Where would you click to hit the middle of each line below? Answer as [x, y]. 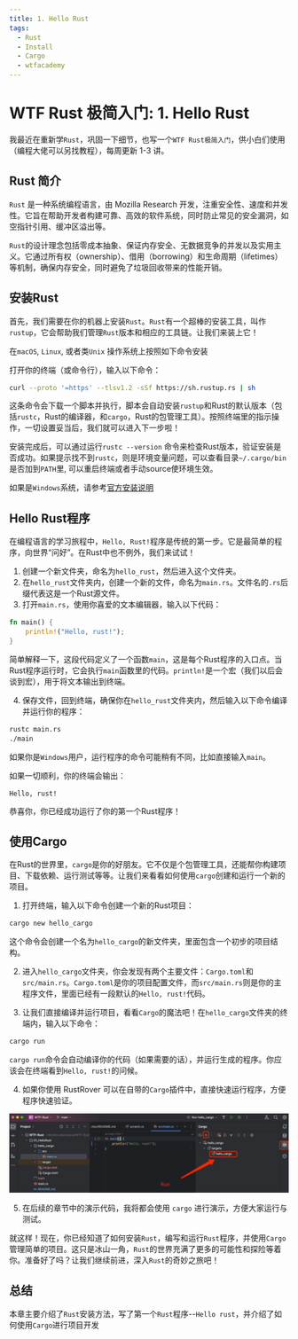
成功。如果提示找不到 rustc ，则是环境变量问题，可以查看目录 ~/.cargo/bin [151, 458]
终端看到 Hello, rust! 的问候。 [87, 1071]
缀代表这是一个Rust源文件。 [73, 593]
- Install [35, 47]
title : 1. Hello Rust [49, 19]
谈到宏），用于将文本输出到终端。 [70, 681]
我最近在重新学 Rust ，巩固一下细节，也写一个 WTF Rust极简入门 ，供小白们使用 [147, 139]
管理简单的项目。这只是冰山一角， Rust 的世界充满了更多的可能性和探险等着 [145, 1249]
